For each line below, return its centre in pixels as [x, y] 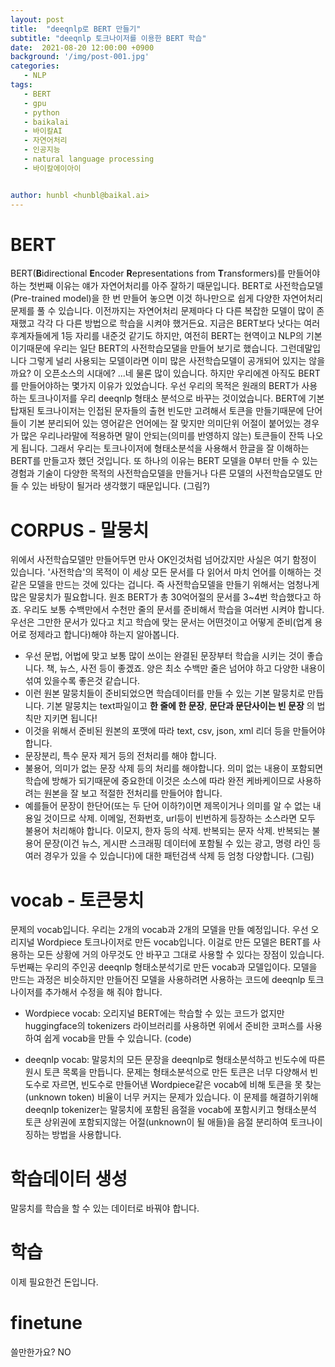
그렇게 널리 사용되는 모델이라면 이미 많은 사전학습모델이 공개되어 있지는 [167, 361]
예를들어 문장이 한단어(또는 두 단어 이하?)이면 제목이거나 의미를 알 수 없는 [167, 806]
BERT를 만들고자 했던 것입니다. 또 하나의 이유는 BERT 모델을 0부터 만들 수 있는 [164, 461]
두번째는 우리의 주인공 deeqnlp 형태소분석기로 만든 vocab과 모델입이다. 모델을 [164, 967]
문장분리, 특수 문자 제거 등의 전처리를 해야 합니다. [120, 756]
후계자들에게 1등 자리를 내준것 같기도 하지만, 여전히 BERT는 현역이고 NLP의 [157, 336]
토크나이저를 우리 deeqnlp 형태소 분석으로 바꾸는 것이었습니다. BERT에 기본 [176, 398]
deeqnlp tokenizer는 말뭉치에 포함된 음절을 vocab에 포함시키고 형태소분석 [170, 1110]
